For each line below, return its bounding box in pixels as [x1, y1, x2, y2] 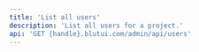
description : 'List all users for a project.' [9, 21, 184, 30]
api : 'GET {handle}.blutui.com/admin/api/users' [9, 29, 192, 38]
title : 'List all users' [9, 12, 101, 22]
